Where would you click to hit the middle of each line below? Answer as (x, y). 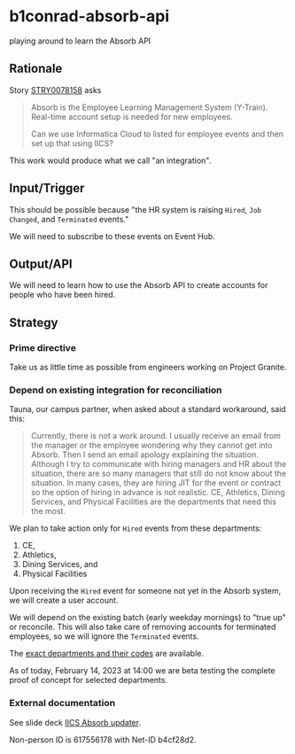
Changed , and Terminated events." (69, 219)
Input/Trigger (47, 188)
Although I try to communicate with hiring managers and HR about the (159, 464)
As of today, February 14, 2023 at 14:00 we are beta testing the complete (143, 671)
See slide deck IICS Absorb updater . (75, 722)
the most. (48, 511)
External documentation (62, 703)
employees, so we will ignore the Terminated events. (104, 636)
